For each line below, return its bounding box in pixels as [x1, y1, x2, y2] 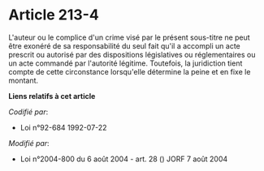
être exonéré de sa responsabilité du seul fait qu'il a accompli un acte [8, 41, 241, 50]
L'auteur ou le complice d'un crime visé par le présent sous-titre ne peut [8, 32, 250, 42]
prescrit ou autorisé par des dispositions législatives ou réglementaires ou [8, 49, 256, 59]
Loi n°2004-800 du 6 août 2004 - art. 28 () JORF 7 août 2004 [19, 154, 228, 164]
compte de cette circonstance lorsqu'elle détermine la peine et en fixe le [8, 66, 251, 76]
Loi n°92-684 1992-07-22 [19, 122, 107, 132]
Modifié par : [8, 138, 50, 147]
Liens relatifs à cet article [8, 91, 96, 100]
